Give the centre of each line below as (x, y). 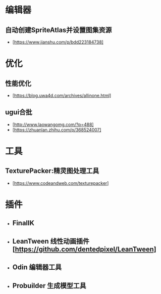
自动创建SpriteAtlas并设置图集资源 (59, 30)
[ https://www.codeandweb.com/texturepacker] (60, 183)
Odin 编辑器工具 (37, 267)
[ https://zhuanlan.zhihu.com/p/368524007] (57, 129)
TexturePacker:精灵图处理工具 (52, 171)
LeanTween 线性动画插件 (51, 241)
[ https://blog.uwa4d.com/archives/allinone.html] (62, 95)
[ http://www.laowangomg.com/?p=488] (53, 125)
